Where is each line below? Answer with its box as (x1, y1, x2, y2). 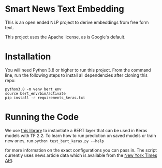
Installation (5, 51, 51, 62)
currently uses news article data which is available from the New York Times (5, 152, 157, 158)
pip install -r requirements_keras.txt (5, 95, 86, 100)
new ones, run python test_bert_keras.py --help (5, 137, 104, 144)
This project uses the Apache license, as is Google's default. (5, 34, 126, 40)
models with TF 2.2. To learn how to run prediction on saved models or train (5, 133, 156, 138)
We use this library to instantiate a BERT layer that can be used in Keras (5, 127, 147, 133)
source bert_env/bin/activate (5, 91, 66, 96)
